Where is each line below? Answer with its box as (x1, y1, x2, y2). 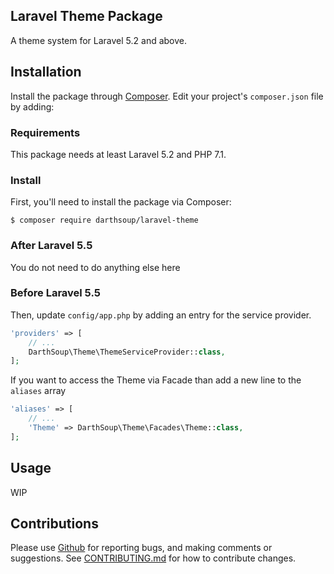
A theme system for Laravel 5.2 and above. (10, 34, 188, 46)
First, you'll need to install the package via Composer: (10, 196, 232, 208)
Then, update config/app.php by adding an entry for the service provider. (10, 309, 312, 321)
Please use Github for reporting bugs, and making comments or (10, 542, 273, 554)
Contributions (10, 515, 99, 533)
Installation (10, 64, 82, 81)
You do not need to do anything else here (10, 261, 181, 273)
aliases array (10, 385, 67, 397)
